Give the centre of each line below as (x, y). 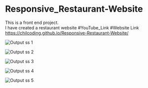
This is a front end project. (32, 22)
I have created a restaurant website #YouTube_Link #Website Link (72, 27)
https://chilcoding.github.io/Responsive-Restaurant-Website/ (67, 33)
